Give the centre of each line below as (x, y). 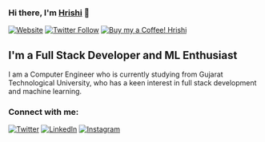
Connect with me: (44, 112)
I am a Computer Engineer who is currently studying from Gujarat (116, 74)
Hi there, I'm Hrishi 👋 (49, 13)
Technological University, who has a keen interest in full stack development (132, 83)
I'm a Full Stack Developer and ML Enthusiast (123, 55)
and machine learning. (45, 92)
